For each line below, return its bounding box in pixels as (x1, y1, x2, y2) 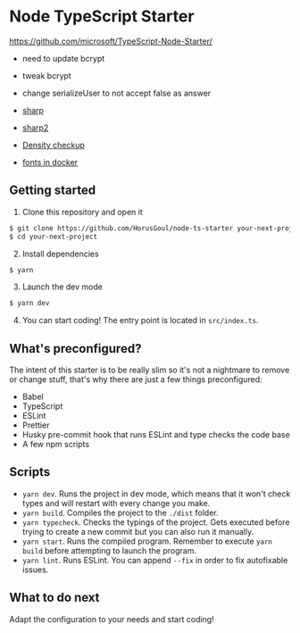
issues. (21, 564, 49, 575)
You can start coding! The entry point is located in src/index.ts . (21, 315, 259, 326)
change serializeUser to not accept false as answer (21, 87, 212, 98)
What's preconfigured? (9, 341, 142, 356)
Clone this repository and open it (21, 206, 143, 217)
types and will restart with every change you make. (21, 497, 211, 508)
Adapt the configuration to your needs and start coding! (9, 613, 214, 624)
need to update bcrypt (21, 53, 105, 63)
